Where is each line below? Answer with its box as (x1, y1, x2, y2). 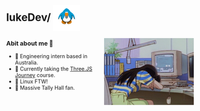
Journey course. (14, 72, 55, 79)
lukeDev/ (6, 11, 51, 24)
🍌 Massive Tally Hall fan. (14, 84, 75, 91)
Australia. (14, 59, 39, 66)
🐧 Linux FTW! (14, 78, 48, 85)
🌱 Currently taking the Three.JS (14, 65, 93, 72)
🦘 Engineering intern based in (14, 53, 88, 60)
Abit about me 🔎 (6, 39, 54, 47)
